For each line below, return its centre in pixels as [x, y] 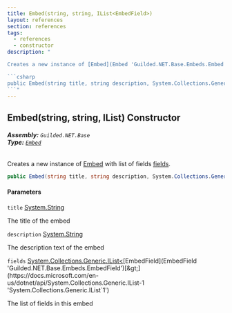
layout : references [35, 20]
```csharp [21, 77]
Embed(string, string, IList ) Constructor [94, 118]
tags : [15, 33]
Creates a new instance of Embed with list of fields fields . [89, 163]
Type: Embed [24, 143]
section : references [37, 26]
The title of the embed [39, 221]
